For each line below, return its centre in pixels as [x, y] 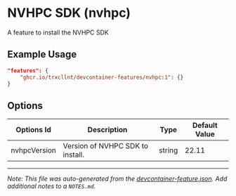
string [169, 150]
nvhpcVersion [33, 150]
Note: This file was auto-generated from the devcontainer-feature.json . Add [117, 179]
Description [107, 130]
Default [205, 126]
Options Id [33, 130]
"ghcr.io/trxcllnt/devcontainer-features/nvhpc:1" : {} [102, 77]
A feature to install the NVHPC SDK [58, 32]
